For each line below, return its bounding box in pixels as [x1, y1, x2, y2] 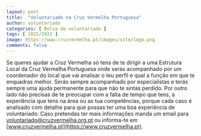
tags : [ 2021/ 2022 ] [6, 31, 59, 37]
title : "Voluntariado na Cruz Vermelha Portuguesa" [6, 14, 142, 20]
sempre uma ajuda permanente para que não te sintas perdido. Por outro [6, 84, 188, 91]
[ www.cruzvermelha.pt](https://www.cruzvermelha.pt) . [6, 123, 144, 130]
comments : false [6, 43, 47, 49]
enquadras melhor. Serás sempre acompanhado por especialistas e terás [6, 78, 188, 85]
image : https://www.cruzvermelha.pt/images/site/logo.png [6, 37, 155, 43]
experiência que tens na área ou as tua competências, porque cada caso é [6, 97, 192, 104]
